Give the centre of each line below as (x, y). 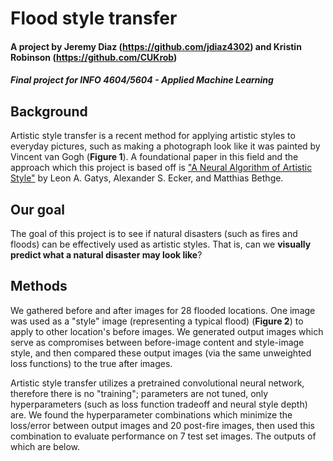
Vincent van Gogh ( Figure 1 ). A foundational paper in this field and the (154, 157)
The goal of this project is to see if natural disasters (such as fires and (154, 233)
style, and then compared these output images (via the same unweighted (161, 353)
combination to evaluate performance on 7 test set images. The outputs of (163, 436)
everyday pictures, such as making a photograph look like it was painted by (165, 146)
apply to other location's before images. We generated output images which (167, 331)
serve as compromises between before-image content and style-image (157, 342)
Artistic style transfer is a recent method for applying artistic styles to (153, 136)
